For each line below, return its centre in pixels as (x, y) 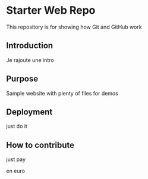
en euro (16, 171)
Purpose (22, 79)
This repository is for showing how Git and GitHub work (74, 27)
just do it (17, 126)
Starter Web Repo (51, 10)
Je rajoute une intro (30, 60)
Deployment (29, 112)
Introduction (30, 46)
